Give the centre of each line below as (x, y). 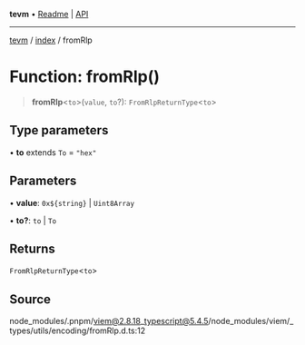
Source (30, 299)
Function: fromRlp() (85, 77)
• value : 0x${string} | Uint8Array (72, 202)
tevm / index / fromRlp (51, 40)
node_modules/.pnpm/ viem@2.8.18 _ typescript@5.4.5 (109, 321)
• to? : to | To (33, 220)
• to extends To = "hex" (53, 152)
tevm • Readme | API (49, 14)
